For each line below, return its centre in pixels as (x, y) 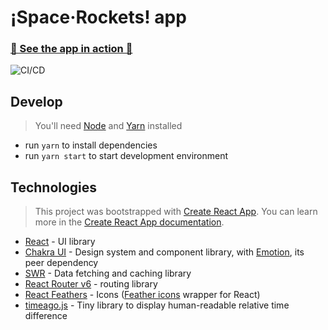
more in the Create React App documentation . (129, 222)
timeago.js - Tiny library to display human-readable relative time (157, 305)
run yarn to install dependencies (91, 145)
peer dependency (61, 263)
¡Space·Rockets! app (98, 17)
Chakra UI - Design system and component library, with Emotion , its (164, 252)
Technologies (54, 187)
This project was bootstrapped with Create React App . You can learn (176, 212)
